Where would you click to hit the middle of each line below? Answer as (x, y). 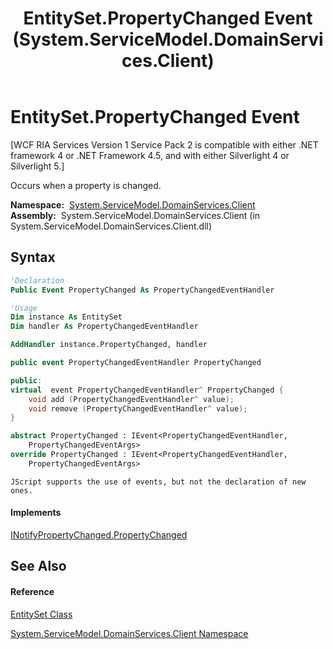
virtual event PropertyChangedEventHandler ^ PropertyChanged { (147, 390)
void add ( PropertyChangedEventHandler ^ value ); (131, 399)
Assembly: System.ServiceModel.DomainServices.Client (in (135, 215)
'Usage (24, 308)
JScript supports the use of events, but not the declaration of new (158, 482)
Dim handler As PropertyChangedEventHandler (104, 327)
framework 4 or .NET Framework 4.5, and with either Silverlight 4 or (150, 155)
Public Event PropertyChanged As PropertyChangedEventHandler (142, 290)
